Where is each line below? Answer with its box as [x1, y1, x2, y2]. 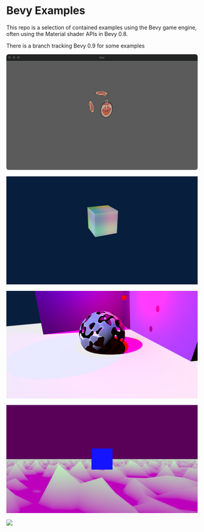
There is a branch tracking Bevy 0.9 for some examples [6, 42, 145, 49]
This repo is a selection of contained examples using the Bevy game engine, [6, 24, 197, 31]
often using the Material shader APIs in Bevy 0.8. [6, 30, 128, 37]
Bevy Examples [6, 4, 86, 18]
